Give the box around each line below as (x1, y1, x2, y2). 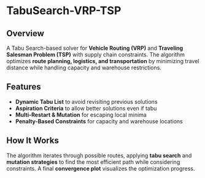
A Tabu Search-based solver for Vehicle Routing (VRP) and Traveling (6, 44, 184, 52)
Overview (6, 28, 45, 39)
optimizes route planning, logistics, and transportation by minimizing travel (6, 58, 199, 64)
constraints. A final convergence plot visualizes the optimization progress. (6, 164, 195, 172)
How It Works (6, 136, 60, 146)
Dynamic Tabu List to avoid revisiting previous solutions (15, 98, 158, 105)
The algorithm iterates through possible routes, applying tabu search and (6, 152, 192, 159)
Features (6, 82, 41, 92)
